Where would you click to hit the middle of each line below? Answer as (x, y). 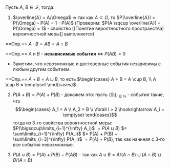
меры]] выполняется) (71, 34)
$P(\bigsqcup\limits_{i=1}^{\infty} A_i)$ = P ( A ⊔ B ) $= (70, 128)
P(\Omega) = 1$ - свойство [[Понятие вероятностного (71, 28)
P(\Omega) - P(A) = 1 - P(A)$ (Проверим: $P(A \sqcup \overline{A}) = (87, 23)
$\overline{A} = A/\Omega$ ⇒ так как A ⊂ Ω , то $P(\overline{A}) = (84, 17)
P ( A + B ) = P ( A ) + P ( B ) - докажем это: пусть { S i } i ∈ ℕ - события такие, (88, 95)
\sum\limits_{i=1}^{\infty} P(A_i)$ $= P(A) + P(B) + (65, 134)
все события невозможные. (43, 144)
